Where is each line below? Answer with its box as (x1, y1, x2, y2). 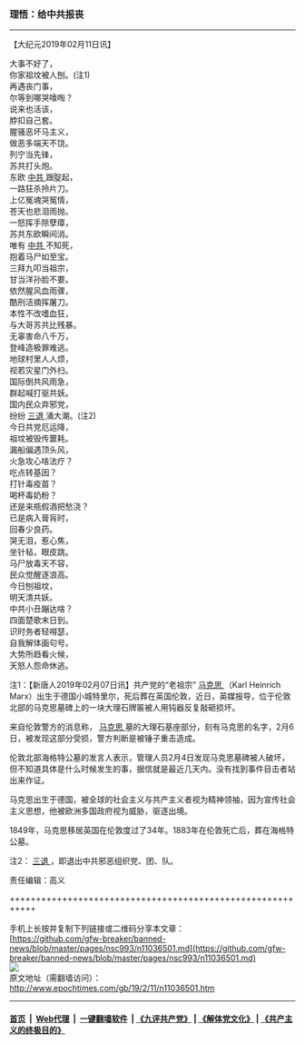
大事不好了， (9, 58, 57, 69)
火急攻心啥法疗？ (9, 456, 74, 467)
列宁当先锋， (9, 149, 57, 160)
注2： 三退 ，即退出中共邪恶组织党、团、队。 (9, 856, 179, 867)
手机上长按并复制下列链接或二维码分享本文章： (9, 923, 184, 934)
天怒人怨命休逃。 (9, 661, 74, 671)
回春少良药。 (9, 524, 57, 535)
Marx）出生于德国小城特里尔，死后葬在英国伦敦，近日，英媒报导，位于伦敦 (9, 691, 291, 701)
